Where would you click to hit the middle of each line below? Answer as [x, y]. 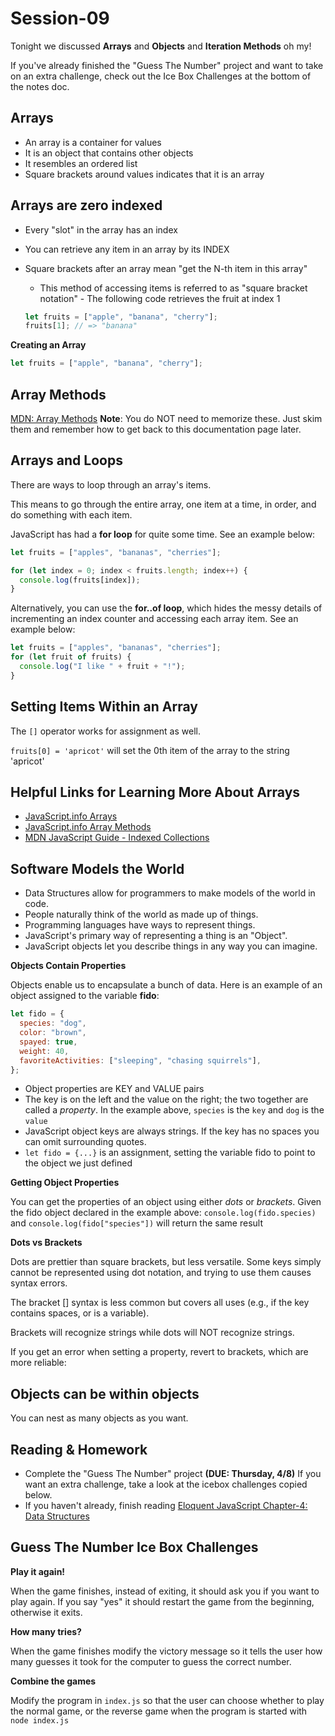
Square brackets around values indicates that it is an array [144, 174]
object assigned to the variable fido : [85, 996]
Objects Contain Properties [68, 966]
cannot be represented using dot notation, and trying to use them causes [161, 1273]
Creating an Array [48, 345]
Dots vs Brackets [46, 1243]
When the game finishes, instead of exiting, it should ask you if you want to [165, 1591]
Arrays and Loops [66, 460]
